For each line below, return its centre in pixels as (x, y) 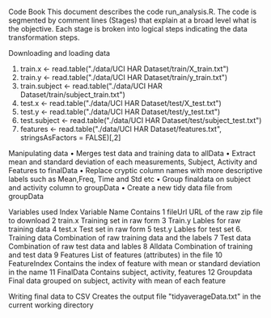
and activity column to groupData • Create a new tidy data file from (121, 188)
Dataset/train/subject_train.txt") (72, 95)
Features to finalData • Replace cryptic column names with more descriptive (135, 170)
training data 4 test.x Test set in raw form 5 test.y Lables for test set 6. (125, 229)
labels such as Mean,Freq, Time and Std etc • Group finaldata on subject (129, 179)
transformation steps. (44, 37)
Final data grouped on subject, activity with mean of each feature (117, 281)
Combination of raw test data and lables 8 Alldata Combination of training (131, 246)
